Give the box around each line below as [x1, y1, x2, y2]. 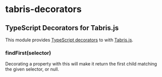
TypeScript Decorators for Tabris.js [5, 24, 119, 32]
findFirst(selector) [5, 49, 51, 56]
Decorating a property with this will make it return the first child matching [5, 61, 157, 67]
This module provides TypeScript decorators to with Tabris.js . [5, 37, 134, 43]
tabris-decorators [5, 4, 82, 15]
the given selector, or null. [5, 66, 60, 72]
